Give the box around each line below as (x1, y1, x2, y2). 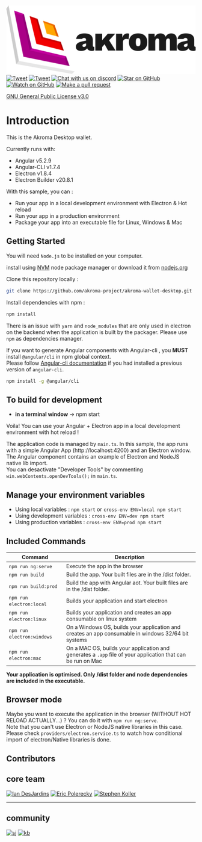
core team (6, 774, 45, 784)
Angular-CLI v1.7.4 (14, 164, 61, 171)
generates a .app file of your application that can (66, 651, 186, 658)
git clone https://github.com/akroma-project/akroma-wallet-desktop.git (6, 288, 192, 294)
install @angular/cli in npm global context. (6, 353, 111, 360)
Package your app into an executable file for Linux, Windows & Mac (14, 219, 183, 226)
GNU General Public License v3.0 (6, 93, 89, 100)
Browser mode (6, 695, 62, 705)
